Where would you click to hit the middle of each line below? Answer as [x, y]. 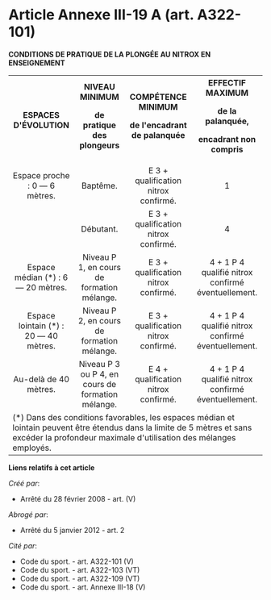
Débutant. [99, 229]
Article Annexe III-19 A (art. [101, 15]
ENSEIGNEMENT [37, 63]
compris [227, 149]
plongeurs [100, 145]
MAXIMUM [227, 93]
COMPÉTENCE [158, 97]
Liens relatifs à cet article [52, 467]
